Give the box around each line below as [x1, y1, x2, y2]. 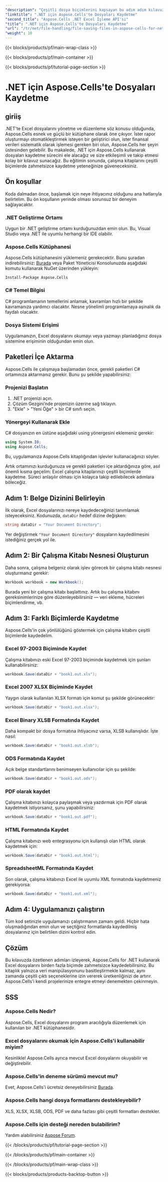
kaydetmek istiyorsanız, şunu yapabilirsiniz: [5, 805, 95, 811]
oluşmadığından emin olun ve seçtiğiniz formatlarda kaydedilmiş [5, 924, 137, 930]
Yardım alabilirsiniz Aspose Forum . [5, 1132, 76, 1138]
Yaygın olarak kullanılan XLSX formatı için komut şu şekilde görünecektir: [5, 695, 155, 701]
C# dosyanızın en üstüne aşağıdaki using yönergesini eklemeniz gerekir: [5, 430, 154, 436]
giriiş [5, 112, 21, 121]
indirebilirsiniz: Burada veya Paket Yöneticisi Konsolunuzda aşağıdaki [5, 260, 147, 266]
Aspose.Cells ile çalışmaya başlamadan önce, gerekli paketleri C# [5, 366, 140, 372]
